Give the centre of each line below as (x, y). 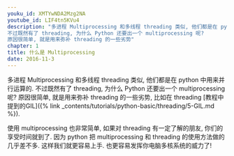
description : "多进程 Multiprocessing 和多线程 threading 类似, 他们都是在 (112, 26)
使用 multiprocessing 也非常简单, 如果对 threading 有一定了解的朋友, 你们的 (115, 128)
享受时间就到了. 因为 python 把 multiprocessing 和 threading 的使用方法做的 (116, 136)
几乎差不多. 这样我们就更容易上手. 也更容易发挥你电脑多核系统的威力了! (109, 145)
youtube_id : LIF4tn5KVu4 (43, 20)
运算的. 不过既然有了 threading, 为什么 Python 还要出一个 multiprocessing (119, 88)
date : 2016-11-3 (31, 59)
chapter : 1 (23, 46)
